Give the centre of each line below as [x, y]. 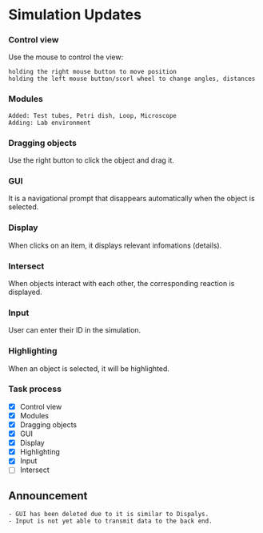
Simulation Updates [75, 15]
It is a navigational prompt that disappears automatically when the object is [131, 199]
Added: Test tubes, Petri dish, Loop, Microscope [93, 115]
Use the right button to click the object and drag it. [91, 160]
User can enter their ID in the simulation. [75, 330]
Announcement [48, 496]
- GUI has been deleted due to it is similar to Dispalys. [109, 515]
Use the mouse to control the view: [66, 57]
